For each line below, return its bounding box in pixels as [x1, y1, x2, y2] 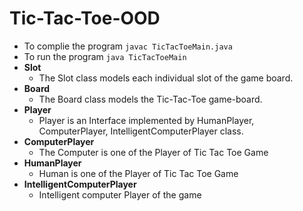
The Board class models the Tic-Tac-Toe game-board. [38, 93, 263, 105]
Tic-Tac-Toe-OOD [9, 7, 161, 30]
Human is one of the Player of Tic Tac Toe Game [38, 167, 239, 179]
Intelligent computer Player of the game [38, 188, 202, 201]
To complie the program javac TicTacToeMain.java [23, 40, 233, 52]
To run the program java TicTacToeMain [23, 50, 187, 62]
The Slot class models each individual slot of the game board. [38, 72, 294, 84]
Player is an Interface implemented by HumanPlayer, [38, 114, 255, 126]
